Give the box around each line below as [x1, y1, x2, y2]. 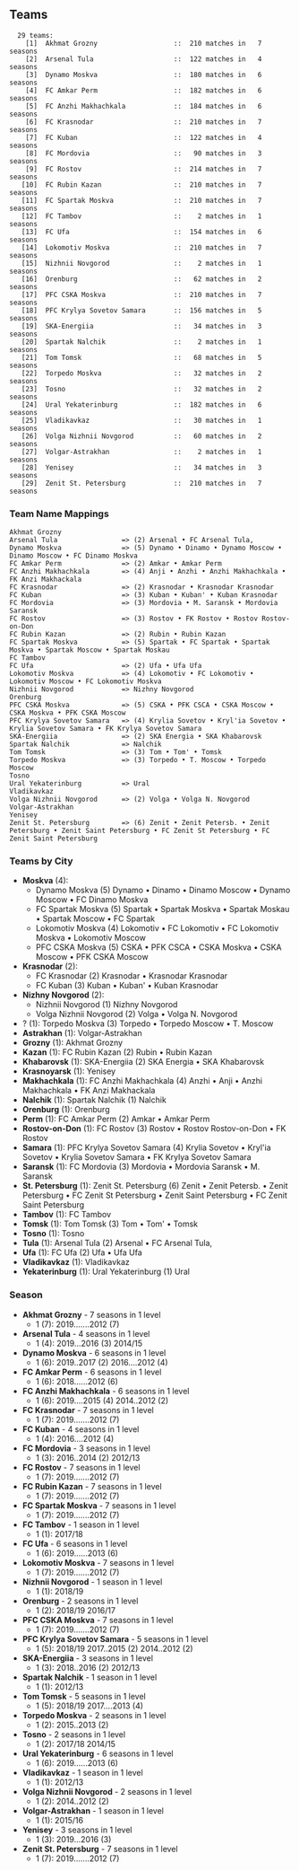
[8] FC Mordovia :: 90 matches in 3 [25, 148, 262, 158]
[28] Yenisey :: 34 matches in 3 [21, 462, 262, 472]
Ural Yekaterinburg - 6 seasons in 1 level [21, 1748, 174, 1759]
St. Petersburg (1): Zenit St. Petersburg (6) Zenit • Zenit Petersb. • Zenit [21, 1181, 288, 1191]
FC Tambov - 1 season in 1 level [21, 1519, 140, 1530]
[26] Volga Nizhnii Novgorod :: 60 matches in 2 [21, 431, 262, 441]
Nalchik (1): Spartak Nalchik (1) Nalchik [21, 1094, 167, 1105]
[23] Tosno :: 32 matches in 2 [21, 384, 262, 393]
